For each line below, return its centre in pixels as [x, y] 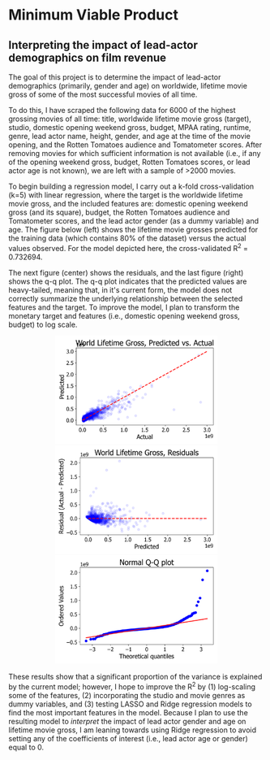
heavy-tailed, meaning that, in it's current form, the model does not [120, 289]
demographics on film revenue [88, 57]
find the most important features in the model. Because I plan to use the [129, 712]
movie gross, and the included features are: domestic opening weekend [129, 204]
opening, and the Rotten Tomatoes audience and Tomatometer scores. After [135, 145]
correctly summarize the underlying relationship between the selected [126, 298]
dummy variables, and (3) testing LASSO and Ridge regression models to [131, 704]
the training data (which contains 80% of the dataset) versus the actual [127, 238]
